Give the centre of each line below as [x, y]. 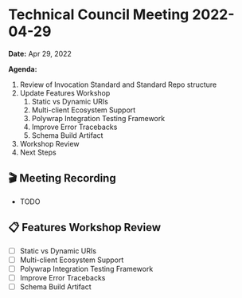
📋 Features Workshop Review [85, 227]
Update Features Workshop [65, 92]
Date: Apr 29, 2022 [40, 53]
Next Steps [38, 152]
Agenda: [23, 69]
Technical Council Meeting [99, 15]
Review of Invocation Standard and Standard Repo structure [118, 84]
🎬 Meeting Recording [62, 178]
